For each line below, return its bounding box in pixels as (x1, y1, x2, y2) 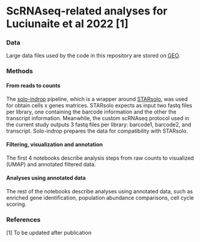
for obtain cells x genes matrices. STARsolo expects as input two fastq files (6, 101, 192, 109)
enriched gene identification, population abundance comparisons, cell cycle (6, 194, 194, 202)
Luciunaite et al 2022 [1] (6, 17, 129, 31)
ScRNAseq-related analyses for (6, 4, 168, 18)
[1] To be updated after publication (6, 229, 92, 237)
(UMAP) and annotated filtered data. (6, 160, 96, 168)
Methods (6, 67, 33, 76)
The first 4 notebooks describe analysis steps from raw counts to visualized (6, 154, 194, 162)
